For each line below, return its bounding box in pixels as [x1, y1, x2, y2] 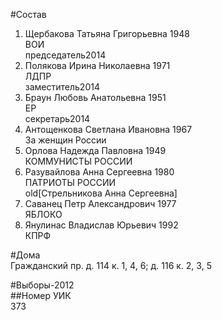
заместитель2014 [24, 81, 100, 93]
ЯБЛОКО [24, 209, 63, 220]
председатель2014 [24, 49, 107, 61]
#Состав [10, 9, 47, 20]
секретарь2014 [24, 113, 91, 124]
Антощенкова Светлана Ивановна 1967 [24, 124, 193, 135]
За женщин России [24, 134, 107, 146]
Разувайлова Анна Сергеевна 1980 [24, 166, 175, 178]
